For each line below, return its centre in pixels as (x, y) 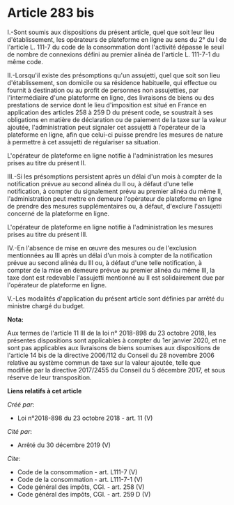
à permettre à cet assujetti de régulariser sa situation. (84, 142)
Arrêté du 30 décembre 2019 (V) (64, 445)
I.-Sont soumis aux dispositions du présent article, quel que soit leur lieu (111, 32)
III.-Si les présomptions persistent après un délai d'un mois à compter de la (115, 176)
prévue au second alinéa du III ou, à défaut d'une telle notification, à (104, 262)
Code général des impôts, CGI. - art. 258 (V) (81, 487)
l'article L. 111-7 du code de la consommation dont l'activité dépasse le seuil (116, 47)
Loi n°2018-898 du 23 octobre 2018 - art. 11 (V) (85, 418)
